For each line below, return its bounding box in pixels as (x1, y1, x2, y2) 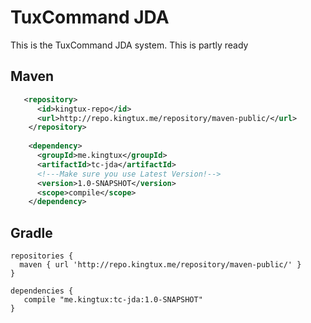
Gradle (10, 224, 53, 241)
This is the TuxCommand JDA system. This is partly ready (10, 39, 249, 51)
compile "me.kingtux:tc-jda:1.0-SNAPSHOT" (23, 295, 203, 305)
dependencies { (10, 286, 74, 296)
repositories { (10, 251, 74, 261)
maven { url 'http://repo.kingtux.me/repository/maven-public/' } (19, 260, 302, 270)
